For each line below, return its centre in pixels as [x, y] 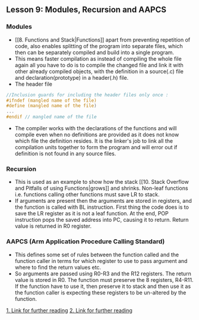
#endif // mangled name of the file [51, 117]
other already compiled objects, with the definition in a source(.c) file [99, 71]
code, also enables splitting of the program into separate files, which [99, 46]
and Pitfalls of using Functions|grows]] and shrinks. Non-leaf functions [101, 188]
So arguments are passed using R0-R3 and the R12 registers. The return [103, 274]
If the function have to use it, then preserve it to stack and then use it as [103, 286]
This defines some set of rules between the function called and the [97, 255]
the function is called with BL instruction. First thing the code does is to [102, 207]
